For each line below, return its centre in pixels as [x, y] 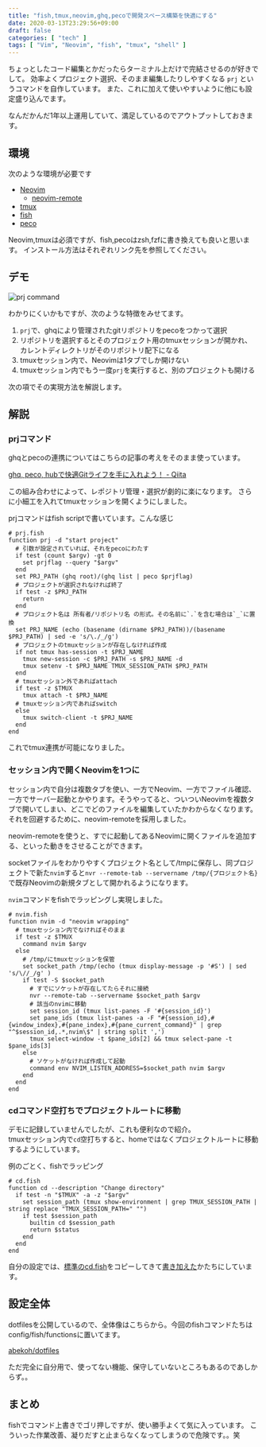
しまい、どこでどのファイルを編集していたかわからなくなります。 [150, 809]
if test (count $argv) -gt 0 [64, 556]
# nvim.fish [28, 914]
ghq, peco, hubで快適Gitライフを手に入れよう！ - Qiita [97, 475]
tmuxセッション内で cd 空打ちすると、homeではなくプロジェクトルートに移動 [133, 1139]
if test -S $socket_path [64, 980]
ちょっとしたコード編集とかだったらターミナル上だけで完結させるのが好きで [133, 69]
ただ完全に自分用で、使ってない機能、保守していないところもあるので [123, 1367]
